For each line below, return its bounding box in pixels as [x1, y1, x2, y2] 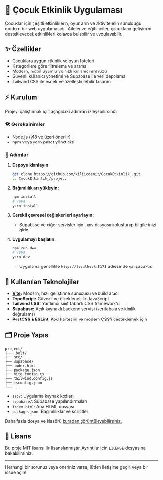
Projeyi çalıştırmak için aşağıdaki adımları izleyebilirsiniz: [5, 108, 118, 114]
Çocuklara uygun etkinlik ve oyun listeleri [12, 58, 95, 64]
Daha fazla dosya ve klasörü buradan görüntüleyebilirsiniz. [5, 418, 122, 424]
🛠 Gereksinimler [5, 121, 45, 128]
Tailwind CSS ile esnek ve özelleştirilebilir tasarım [12, 78, 111, 84]
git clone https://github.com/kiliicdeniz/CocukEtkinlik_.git [12, 172, 141, 177]
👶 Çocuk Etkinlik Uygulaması [5, 4, 123, 16]
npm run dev [12, 246, 36, 250]
